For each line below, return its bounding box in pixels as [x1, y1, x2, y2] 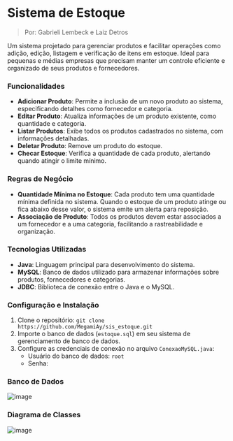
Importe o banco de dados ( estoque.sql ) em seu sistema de [17, 330, 191, 338]
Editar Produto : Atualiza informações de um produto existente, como [17, 112, 217, 120]
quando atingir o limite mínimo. [17, 157, 107, 165]
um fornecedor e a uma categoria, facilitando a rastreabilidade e [17, 219, 203, 228]
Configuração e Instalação [7, 300, 99, 310]
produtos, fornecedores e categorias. [17, 275, 126, 284]
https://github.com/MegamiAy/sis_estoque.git [17, 324, 153, 331]
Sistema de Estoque [7, 5, 126, 21]
